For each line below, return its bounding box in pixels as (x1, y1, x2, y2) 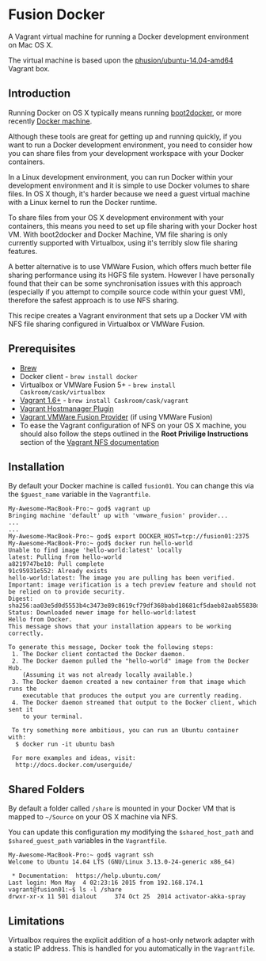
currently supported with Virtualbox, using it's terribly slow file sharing (8, 237, 238, 247)
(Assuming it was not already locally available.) (22, 671, 193, 679)
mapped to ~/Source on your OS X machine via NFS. (8, 812, 178, 822)
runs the (8, 685, 37, 693)
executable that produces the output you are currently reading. (22, 692, 243, 700)
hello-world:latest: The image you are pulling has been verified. (8, 574, 236, 583)
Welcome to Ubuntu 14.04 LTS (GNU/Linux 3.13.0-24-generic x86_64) (8, 858, 236, 866)
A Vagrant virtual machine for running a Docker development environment (8, 32, 249, 41)
